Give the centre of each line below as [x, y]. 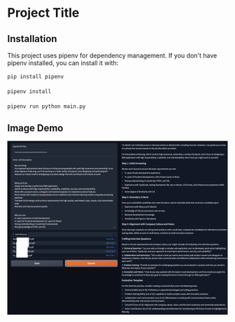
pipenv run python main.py [47, 106]
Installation [32, 39]
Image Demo [35, 128]
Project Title [43, 13]
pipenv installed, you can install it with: [63, 63]
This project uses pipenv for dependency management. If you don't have [112, 55]
